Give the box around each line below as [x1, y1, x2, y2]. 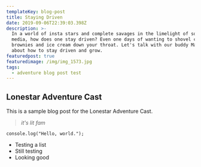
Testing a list [14, 141, 47, 149]
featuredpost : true [6, 53, 55, 59]
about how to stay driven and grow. [11, 48, 103, 54]
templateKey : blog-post [6, 8, 66, 15]
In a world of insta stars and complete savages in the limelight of [11, 31, 188, 37]
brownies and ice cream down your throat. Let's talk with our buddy [11, 42, 188, 48]
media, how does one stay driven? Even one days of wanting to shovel [11, 36, 191, 42]
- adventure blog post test [11, 70, 82, 76]
